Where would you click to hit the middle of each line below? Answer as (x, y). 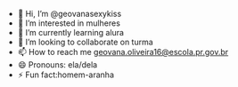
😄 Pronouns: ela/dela (57, 65)
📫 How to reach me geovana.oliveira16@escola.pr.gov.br (123, 52)
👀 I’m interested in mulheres (69, 23)
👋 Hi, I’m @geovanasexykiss (70, 14)
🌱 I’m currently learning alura (71, 32)
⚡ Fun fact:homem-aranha (66, 75)
